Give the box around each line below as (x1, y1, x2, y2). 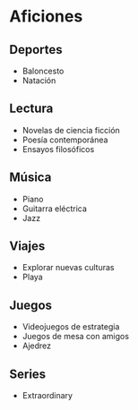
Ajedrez (22, 340, 52, 351)
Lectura (9, 101, 54, 116)
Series (9, 366, 47, 381)
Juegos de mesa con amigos (22, 331, 130, 342)
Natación (22, 75, 56, 86)
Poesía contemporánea (22, 134, 108, 145)
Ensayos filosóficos (22, 143, 95, 154)
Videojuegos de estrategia (22, 321, 120, 332)
